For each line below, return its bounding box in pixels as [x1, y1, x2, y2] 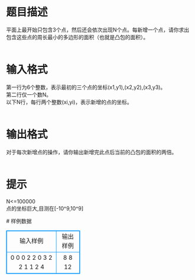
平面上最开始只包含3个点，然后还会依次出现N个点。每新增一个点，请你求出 [6, 26, 190, 33]
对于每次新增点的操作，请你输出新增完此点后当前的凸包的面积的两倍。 [6, 148, 177, 155]
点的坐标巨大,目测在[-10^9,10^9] [6, 205, 84, 212]
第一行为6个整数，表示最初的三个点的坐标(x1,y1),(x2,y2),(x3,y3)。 [6, 84, 166, 91]
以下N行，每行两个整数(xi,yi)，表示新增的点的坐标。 [6, 98, 133, 106]
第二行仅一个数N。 [6, 91, 52, 98]
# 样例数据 [6, 217, 32, 224]
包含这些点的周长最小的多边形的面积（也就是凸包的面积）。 [6, 33, 149, 40]
